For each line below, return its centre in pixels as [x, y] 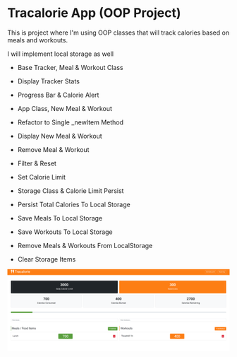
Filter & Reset [37, 163]
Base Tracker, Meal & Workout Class [70, 67]
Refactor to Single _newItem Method [71, 122]
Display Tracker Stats [48, 81]
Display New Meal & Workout [60, 136]
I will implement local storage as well [61, 54]
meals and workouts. [38, 40]
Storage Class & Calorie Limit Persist [71, 191]
